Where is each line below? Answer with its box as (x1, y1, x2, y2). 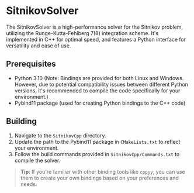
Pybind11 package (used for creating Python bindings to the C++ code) (14, 99, 186, 106)
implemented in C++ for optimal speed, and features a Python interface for (6, 36, 186, 43)
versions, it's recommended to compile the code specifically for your (14, 87, 181, 94)
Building (6, 116, 37, 126)
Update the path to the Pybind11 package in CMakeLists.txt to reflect (14, 138, 181, 145)
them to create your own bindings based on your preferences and (20, 174, 179, 181)
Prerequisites (6, 59, 56, 69)
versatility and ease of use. (6, 42, 71, 49)
